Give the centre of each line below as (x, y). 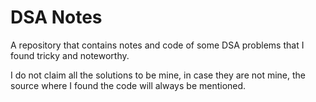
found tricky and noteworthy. (70, 55)
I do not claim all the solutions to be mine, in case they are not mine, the (158, 75)
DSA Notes (56, 17)
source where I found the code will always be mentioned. (128, 85)
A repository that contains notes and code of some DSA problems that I (157, 45)
